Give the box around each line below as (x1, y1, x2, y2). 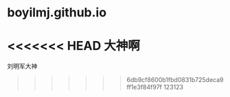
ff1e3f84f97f (126, 83, 163, 92)
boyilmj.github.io (7, 5, 107, 20)
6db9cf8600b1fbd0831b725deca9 (126, 76, 224, 84)
